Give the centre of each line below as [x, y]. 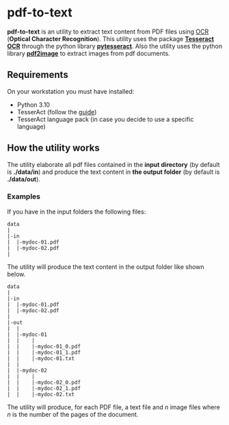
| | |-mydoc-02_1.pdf [44, 388]
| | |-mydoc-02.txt [41, 394]
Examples [24, 196]
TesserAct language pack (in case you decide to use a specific [105, 119]
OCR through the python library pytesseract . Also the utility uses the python [115, 46]
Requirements [38, 75]
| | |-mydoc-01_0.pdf [44, 346]
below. [16, 274]
